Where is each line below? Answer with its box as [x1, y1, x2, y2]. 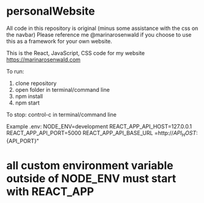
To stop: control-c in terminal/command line [6, 111, 117, 118]
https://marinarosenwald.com [6, 56, 81, 63]
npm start [15, 99, 40, 106]
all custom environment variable [6, 158, 173, 172]
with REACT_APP [6, 185, 95, 198]
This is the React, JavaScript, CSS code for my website [6, 49, 145, 56]
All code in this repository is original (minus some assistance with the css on [6, 24, 199, 32]
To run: [6, 67, 24, 75]
